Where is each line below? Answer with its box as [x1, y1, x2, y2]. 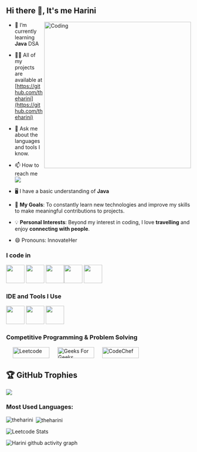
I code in [6, 251, 31, 259]
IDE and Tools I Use [6, 292, 62, 300]
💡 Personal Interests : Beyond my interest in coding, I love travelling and [14, 218, 190, 225]
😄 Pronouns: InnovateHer [14, 237, 77, 244]
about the [14, 131, 38, 138]
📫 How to [14, 162, 39, 169]
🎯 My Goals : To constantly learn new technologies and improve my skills [14, 201, 191, 208]
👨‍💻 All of [14, 51, 36, 59]
